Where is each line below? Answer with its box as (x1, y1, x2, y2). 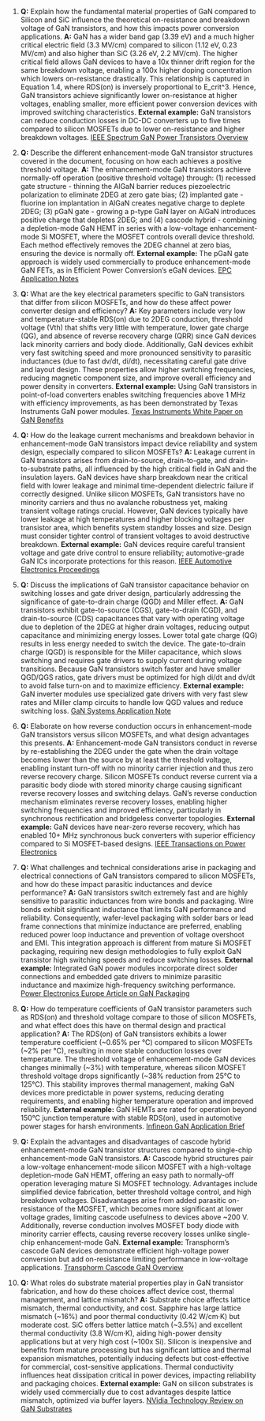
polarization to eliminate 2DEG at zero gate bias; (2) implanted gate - (20, 190, 244, 199)
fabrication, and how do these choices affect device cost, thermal (20, 1287, 235, 1295)
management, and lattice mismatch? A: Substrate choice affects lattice (20, 1295, 251, 1304)
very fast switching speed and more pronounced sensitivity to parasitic (20, 348, 252, 357)
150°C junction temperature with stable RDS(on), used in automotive (20, 1114, 242, 1122)
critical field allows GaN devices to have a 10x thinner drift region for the (20, 57, 256, 66)
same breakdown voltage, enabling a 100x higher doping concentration (20, 66, 252, 74)
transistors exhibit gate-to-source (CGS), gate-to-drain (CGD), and (20, 605, 237, 615)
